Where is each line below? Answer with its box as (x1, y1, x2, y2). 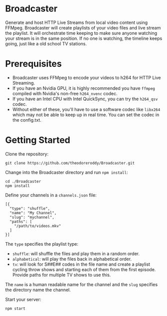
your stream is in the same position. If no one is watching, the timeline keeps (5, 35, 163, 41)
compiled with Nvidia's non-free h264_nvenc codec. (12, 90, 118, 96)
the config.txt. (12, 117, 41, 123)
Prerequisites (5, 58, 62, 70)
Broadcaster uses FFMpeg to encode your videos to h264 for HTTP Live (12, 74, 161, 80)
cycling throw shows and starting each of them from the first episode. (12, 266, 156, 272)
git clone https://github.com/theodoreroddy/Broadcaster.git (5, 160, 135, 165)
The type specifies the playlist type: (5, 241, 79, 247)
